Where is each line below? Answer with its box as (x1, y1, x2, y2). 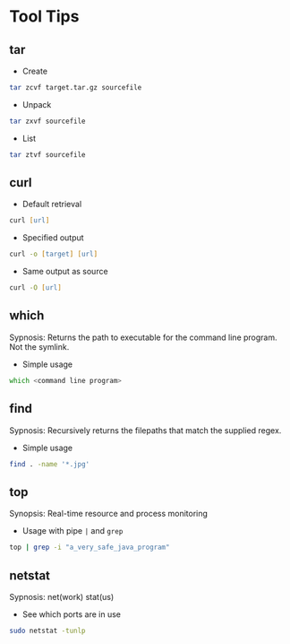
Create (21, 65, 47, 76)
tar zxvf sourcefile (9, 117, 87, 126)
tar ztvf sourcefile (9, 150, 87, 159)
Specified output (21, 232, 84, 243)
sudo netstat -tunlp (9, 626, 87, 635)
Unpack (21, 99, 52, 109)
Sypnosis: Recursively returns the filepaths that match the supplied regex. (9, 424, 282, 436)
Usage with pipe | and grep (21, 526, 124, 536)
